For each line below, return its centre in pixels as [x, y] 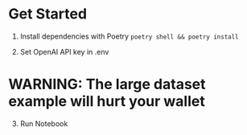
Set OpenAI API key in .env [64, 51]
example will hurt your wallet [107, 102]
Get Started [47, 14]
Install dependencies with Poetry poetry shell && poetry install [129, 36]
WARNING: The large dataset [107, 84]
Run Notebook [44, 123]
